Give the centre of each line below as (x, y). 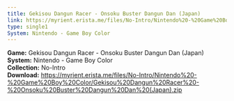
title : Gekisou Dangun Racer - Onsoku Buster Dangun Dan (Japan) (104, 14)
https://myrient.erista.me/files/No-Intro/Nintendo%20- (119, 75)
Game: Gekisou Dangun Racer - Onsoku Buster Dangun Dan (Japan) (106, 53)
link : (15, 20)
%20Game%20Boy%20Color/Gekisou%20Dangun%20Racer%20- (103, 83)
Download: (23, 75)
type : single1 (28, 26)
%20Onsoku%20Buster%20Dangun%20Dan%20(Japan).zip (95, 90)
